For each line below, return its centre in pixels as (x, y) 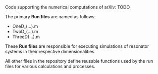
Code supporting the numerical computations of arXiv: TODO (68, 7)
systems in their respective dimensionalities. (50, 52)
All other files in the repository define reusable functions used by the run (79, 61)
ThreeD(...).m (26, 37)
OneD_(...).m (25, 26)
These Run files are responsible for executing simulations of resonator (77, 46)
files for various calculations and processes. (50, 66)
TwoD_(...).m (25, 31)
